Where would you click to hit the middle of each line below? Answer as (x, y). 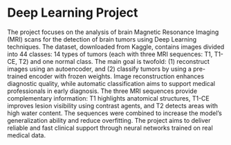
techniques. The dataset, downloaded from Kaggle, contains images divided (116, 46)
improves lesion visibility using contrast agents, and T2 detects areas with (113, 105)
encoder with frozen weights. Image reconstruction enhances (117, 76)
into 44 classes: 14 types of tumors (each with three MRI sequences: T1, (110, 54)
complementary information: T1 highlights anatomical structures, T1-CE (108, 98)
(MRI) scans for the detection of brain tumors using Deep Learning (102, 39)
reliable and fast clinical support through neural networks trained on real (110, 128)
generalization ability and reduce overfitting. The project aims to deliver (109, 120)
